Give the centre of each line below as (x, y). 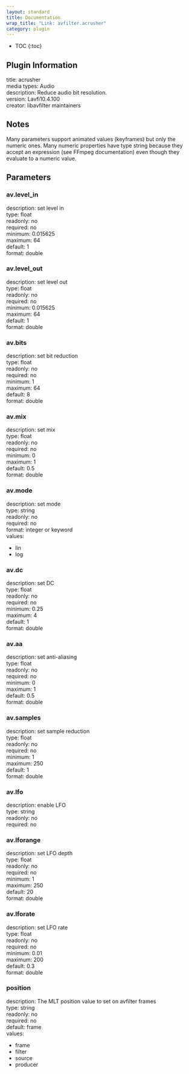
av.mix (16, 417)
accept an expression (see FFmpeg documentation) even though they (93, 152)
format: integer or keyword (40, 529)
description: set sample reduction (48, 731)
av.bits (17, 342)
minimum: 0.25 (25, 609)
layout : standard (28, 12)
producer (27, 1064)
